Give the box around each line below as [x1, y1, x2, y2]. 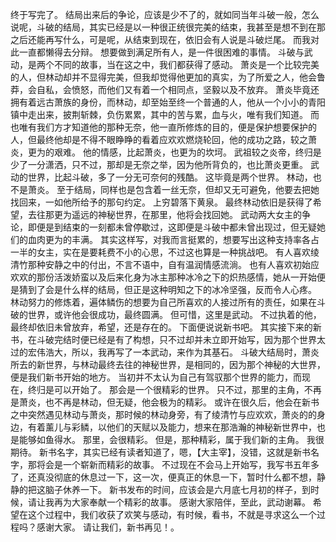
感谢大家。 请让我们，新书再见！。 [36, 521, 180, 533]
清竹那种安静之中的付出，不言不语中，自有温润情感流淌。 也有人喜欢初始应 [10, 259, 320, 270]
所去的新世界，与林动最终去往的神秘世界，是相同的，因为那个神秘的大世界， [10, 359, 326, 370]
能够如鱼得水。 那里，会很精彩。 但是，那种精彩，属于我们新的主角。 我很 [18, 434, 325, 445]
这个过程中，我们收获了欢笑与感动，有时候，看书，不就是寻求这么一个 [27, 509, 317, 520]
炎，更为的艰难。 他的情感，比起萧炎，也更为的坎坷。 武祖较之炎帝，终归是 [10, 146, 322, 158]
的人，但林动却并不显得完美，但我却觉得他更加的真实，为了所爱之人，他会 [10, 71, 317, 83]
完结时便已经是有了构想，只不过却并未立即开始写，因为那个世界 [53, 334, 317, 345]
